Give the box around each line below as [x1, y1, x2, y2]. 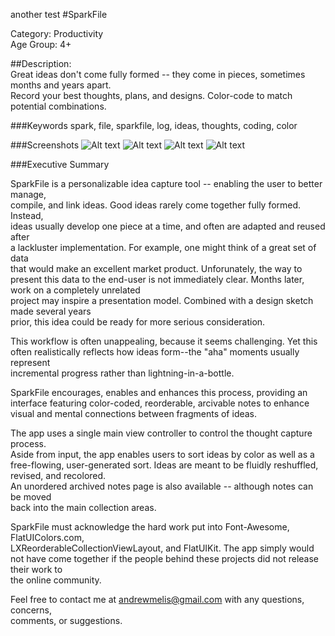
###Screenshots [10, 139, 80, 151]
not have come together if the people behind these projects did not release [10, 553, 320, 564]
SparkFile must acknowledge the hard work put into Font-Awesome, [10, 521, 290, 533]
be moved [10, 491, 52, 503]
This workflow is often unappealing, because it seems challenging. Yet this [10, 335, 318, 347]
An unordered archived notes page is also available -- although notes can [10, 480, 314, 492]
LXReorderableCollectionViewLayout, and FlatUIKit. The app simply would [10, 542, 315, 554]
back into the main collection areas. [10, 502, 157, 513]
